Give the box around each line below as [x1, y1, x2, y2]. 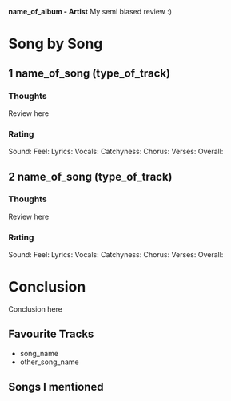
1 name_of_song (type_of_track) [8, 66, 170, 80]
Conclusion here [8, 304, 62, 314]
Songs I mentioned [8, 380, 104, 394]
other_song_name [19, 357, 79, 367]
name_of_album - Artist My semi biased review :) [8, 7, 173, 16]
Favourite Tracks [8, 328, 94, 341]
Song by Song [8, 35, 103, 53]
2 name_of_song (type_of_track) [8, 169, 173, 183]
